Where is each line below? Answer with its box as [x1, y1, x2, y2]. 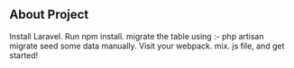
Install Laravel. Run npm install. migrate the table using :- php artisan [9, 30, 264, 41]
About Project [9, 7, 89, 22]
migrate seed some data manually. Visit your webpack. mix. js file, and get [9, 40, 285, 51]
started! [9, 49, 39, 61]
